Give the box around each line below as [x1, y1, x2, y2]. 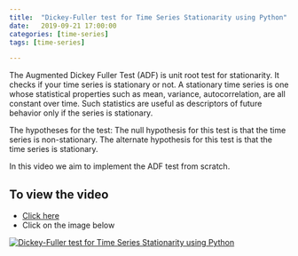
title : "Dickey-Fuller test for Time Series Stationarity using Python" [9, 12, 288, 22]
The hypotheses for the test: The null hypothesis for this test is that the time [9, 125, 286, 136]
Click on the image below [21, 220, 115, 231]
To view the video [9, 187, 109, 202]
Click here [21, 211, 60, 221]
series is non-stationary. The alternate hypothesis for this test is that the [9, 134, 273, 145]
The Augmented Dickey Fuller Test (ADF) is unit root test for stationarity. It [9, 70, 279, 81]
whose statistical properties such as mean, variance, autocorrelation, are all [9, 89, 286, 100]
